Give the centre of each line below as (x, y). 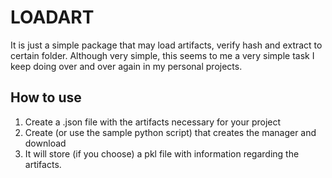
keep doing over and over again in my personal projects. (126, 66)
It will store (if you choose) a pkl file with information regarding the (162, 153)
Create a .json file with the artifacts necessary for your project (153, 122)
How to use (46, 97)
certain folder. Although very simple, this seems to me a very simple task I (162, 55)
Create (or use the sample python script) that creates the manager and (170, 132)
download (45, 143)
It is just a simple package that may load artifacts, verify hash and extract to (166, 45)
